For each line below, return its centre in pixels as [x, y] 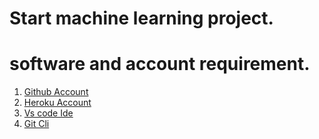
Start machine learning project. [141, 18]
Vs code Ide [48, 113]
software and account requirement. [160, 64]
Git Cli [36, 124]
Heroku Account [57, 103]
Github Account [56, 92]
